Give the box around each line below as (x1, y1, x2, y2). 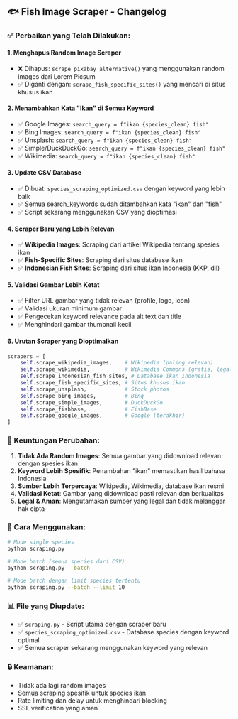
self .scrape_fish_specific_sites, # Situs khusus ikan (20, 379, 186, 386)
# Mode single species (7, 539, 74, 546)
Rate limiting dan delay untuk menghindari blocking (17, 696, 168, 705)
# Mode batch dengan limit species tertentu (7, 578, 141, 585)
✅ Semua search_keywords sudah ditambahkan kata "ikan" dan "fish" (17, 200, 222, 208)
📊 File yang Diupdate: (7, 601, 85, 611)
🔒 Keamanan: (7, 662, 55, 672)
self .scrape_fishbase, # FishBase (20, 406, 157, 413)
